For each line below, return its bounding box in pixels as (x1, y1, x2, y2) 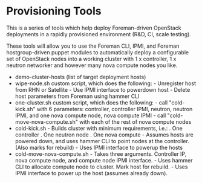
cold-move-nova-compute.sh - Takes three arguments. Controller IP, (15, 150, 187, 158)
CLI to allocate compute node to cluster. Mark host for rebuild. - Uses (15, 163, 188, 170)
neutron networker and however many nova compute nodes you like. (6, 62, 178, 69)
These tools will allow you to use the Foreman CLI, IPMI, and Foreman (6, 42, 180, 50)
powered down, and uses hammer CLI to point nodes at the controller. (15, 137, 189, 144)
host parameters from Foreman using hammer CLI (15, 92, 140, 100)
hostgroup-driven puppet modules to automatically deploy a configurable (6, 48, 189, 56)
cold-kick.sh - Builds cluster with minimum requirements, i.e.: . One (15, 124, 183, 132)
